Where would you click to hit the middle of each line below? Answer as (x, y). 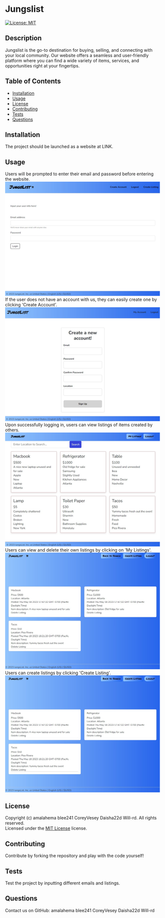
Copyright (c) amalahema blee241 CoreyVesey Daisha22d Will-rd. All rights (81, 818)
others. (12, 430)
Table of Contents (33, 82)
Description (23, 38)
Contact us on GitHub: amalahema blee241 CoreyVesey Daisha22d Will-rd (80, 910)
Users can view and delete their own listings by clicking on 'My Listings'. (78, 550)
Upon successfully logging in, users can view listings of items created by (79, 425)
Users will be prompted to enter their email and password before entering (79, 174)
